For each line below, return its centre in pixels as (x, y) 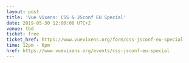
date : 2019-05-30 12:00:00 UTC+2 (49, 23)
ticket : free (23, 34)
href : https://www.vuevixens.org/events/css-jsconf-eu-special (88, 51)
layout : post (23, 12)
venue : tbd (20, 28)
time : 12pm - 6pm (28, 46)
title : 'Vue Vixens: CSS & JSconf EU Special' (66, 17)
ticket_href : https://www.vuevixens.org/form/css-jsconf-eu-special (95, 40)
